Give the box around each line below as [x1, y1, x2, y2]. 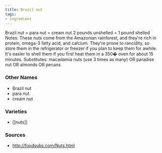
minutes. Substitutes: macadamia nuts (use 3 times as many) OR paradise [5, 57, 154, 62]
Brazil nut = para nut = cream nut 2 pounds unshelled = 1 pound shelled [5, 30, 150, 36]
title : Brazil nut [5, 7, 43, 12]
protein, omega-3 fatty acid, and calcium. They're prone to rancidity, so [5, 40, 150, 46]
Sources [5, 131, 26, 138]
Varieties [5, 108, 27, 115]
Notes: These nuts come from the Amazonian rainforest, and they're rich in [5, 35, 157, 41]
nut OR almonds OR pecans [5, 62, 61, 68]
